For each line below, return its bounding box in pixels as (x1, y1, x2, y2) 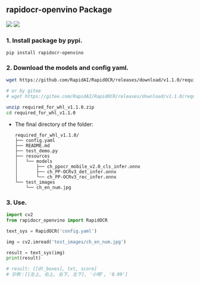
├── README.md (14, 143, 50, 149)
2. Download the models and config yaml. (6, 64, 129, 72)
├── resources (14, 153, 50, 159)
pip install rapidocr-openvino (6, 50, 84, 56)
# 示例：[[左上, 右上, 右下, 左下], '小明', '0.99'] (6, 272, 128, 278)
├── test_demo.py (14, 147, 58, 154)
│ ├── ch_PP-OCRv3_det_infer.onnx (14, 168, 117, 175)
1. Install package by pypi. (6, 36, 83, 44)
